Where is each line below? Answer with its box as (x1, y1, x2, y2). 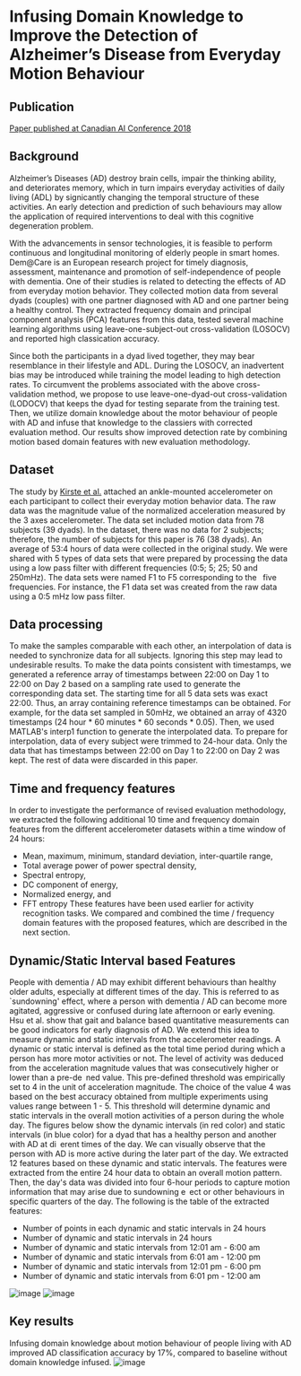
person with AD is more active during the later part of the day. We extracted (9, 1148, 289, 1159)
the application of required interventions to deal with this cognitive (9, 211, 254, 222)
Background (9, 149, 79, 164)
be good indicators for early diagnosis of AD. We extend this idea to (9, 1024, 260, 1035)
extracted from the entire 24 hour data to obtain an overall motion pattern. (9, 1168, 282, 1179)
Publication (9, 99, 74, 114)
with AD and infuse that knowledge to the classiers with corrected (9, 417, 254, 428)
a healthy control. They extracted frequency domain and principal (9, 304, 252, 315)
